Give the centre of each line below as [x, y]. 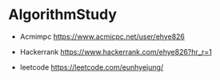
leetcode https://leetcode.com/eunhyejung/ [92, 67]
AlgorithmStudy [63, 15]
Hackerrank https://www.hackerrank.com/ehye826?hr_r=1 [116, 51]
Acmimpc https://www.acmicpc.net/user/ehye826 [102, 36]
